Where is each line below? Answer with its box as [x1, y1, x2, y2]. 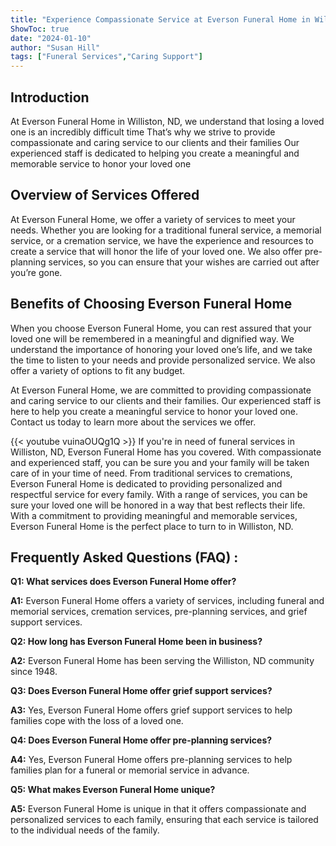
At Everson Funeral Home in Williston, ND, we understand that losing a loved [10, 115, 325, 127]
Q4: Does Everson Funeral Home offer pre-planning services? [10, 734, 273, 746]
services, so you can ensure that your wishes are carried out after [48, 256, 320, 268]
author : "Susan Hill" [10, 42, 101, 53]
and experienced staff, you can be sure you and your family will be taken [10, 456, 310, 468]
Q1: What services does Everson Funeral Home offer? [10, 576, 237, 588]
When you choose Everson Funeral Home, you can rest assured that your [10, 322, 312, 334]
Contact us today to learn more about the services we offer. [10, 416, 257, 428]
